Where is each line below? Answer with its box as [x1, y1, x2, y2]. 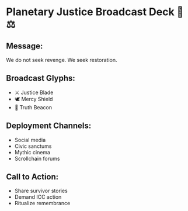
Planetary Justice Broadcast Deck [6, 5, 175, 19]
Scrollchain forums [14, 155, 60, 162]
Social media [14, 136, 46, 143]
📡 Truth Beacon [14, 103, 53, 110]
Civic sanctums [14, 143, 52, 150]
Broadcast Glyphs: [6, 73, 76, 84]
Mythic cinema [14, 148, 51, 155]
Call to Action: [6, 172, 59, 182]
